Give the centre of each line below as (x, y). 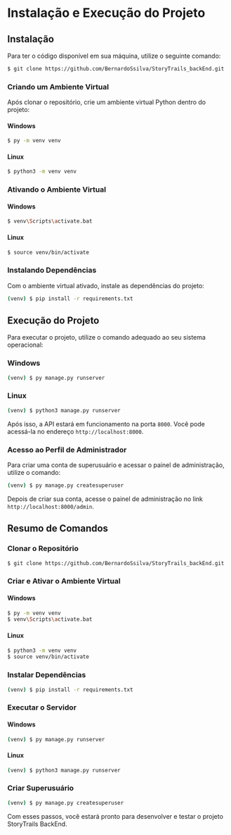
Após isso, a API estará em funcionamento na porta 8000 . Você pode (106, 423)
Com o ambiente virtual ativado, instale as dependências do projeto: (106, 285)
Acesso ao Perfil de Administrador (67, 450)
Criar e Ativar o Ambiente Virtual (64, 581)
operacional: (25, 345)
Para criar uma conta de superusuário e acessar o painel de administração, (116, 465)
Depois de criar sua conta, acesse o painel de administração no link (105, 499)
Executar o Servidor (42, 707)
